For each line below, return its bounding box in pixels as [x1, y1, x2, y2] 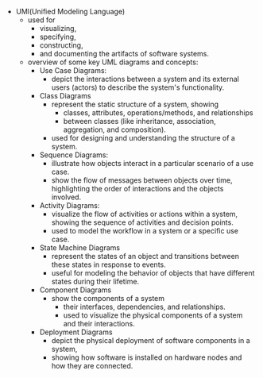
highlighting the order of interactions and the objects [51, 184, 224, 193]
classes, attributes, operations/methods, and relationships [63, 108, 253, 118]
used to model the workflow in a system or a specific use [51, 226, 238, 235]
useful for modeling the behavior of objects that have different [51, 268, 255, 277]
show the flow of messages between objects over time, [51, 175, 233, 185]
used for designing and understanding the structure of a [51, 133, 236, 142]
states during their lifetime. [51, 277, 140, 286]
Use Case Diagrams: [39, 66, 107, 75]
